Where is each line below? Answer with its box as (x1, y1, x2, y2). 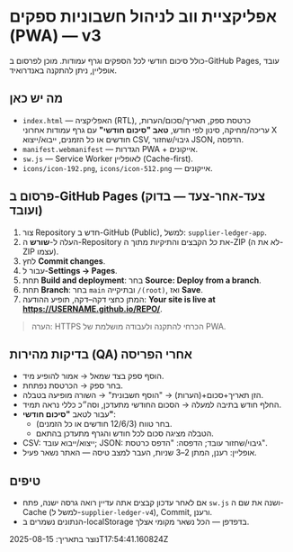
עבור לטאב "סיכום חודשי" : (22, 409, 117, 420)
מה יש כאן (9, 91, 63, 106)
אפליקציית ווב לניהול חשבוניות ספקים (9, 6, 277, 27)
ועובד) (9, 203, 43, 218)
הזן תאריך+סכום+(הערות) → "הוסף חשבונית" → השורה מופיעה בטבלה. (22, 390, 263, 401)
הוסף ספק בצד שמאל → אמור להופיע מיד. (22, 371, 164, 382)
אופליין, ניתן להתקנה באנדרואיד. (9, 65, 117, 76)
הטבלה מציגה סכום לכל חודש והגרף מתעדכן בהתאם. (35, 428, 214, 439)
